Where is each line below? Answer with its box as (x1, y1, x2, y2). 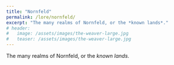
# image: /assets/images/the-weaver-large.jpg (6, 31, 129, 37)
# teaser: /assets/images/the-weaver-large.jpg (6, 36, 132, 42)
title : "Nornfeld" (6, 8, 52, 15)
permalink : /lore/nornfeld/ (6, 14, 76, 20)
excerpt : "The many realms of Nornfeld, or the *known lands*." (6, 19, 169, 25)
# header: (6, 25, 31, 31)
